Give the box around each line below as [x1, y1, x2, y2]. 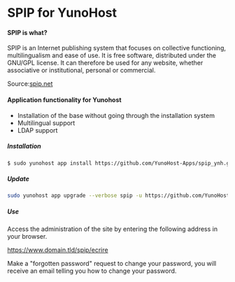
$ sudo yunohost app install [7, 159, 92, 167]
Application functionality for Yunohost [7, 96, 122, 104]
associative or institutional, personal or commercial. [7, 66, 156, 75]
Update [7, 175, 29, 183]
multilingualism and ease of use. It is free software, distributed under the [7, 51, 217, 60]
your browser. [7, 232, 48, 241]
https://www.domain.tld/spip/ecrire [7, 246, 108, 254]
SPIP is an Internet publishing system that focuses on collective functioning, [7, 44, 226, 52]
